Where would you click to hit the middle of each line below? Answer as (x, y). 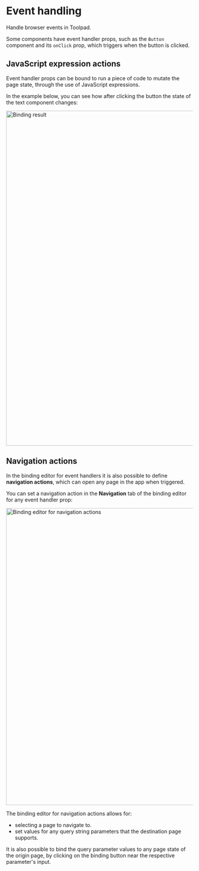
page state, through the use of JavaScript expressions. (73, 84)
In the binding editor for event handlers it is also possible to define (87, 475)
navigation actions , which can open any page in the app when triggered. (95, 482)
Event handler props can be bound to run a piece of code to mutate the (93, 78)
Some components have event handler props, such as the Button (85, 39)
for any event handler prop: (39, 500)
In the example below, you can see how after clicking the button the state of (99, 96)
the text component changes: (42, 102)
